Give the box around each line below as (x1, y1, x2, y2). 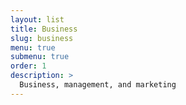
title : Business (10, 24, 78, 34)
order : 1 (10, 61, 47, 71)
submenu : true (10, 52, 70, 62)
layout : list (10, 14, 65, 25)
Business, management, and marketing (19, 80, 177, 90)
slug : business (10, 33, 74, 43)
